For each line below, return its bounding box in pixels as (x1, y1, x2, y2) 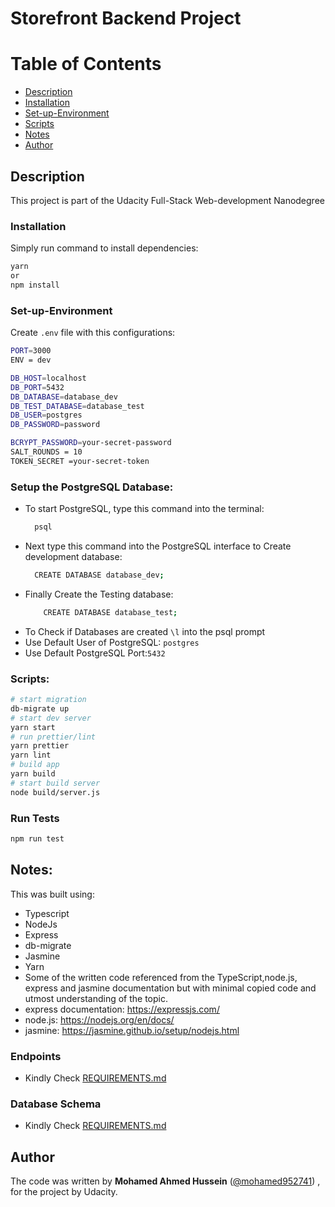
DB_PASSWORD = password (10, 420, 101, 430)
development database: (24, 550, 123, 562)
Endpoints (10, 1049, 62, 1063)
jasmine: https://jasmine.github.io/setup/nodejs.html (24, 1024, 240, 1036)
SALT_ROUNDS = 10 (10, 447, 83, 457)
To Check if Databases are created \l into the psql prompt (24, 625, 266, 637)
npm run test (10, 833, 65, 844)
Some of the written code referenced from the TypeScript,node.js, (24, 971, 298, 983)
